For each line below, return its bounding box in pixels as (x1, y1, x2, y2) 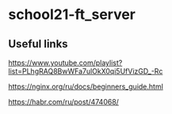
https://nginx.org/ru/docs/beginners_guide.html (8, 82, 164, 91)
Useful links (8, 37, 69, 51)
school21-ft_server (8, 6, 136, 24)
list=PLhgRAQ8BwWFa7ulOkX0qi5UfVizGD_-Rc (8, 66, 163, 76)
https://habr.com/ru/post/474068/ (8, 97, 119, 106)
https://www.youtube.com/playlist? (8, 58, 123, 67)
